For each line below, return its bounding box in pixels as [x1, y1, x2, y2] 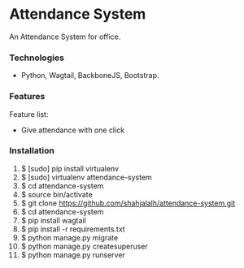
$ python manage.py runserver [20, 249, 125, 260]
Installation [9, 145, 55, 157]
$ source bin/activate [20, 189, 93, 199]
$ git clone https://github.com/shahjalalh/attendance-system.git [20, 198, 236, 208]
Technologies [9, 52, 64, 63]
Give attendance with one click [20, 125, 125, 135]
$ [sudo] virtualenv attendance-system [20, 172, 153, 182]
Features [9, 91, 46, 102]
